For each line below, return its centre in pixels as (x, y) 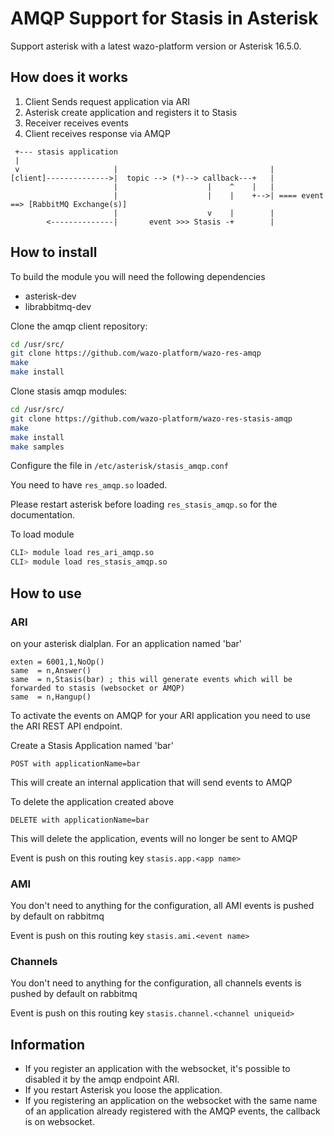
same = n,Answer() (51, 670)
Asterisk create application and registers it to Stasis (131, 112)
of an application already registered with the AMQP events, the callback (172, 1111)
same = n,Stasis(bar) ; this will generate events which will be (151, 679)
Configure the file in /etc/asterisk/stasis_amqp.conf (119, 466)
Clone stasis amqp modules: (69, 391)
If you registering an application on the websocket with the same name (171, 1101)
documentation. (43, 515)
